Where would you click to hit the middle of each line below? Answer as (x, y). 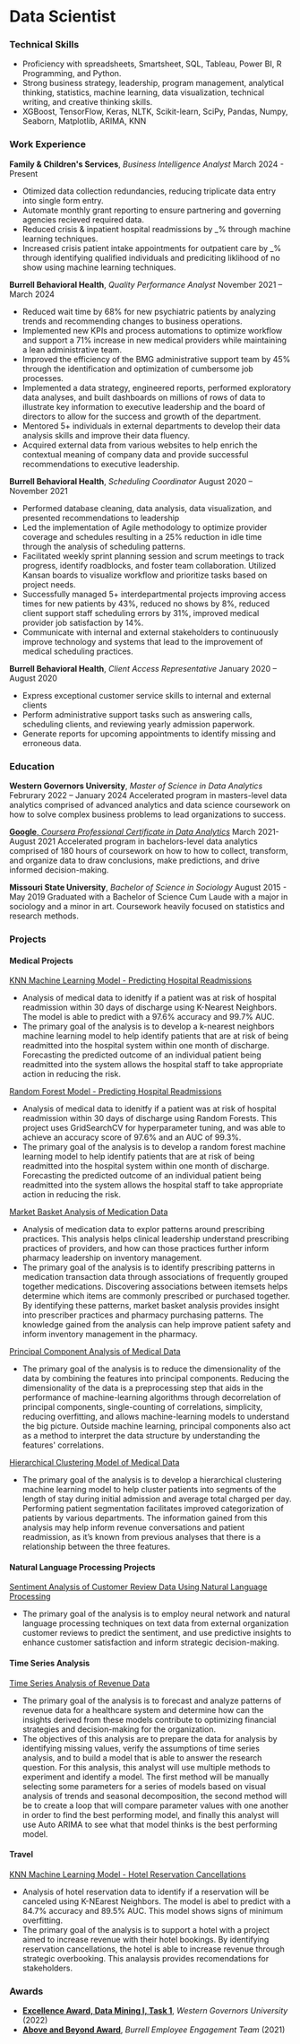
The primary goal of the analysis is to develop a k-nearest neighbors (148, 1026)
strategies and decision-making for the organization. (119, 1729)
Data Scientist (63, 17)
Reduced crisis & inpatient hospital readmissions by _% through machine (156, 229)
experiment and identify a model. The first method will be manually (146, 1777)
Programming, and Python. (72, 74)
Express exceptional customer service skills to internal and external (146, 695)
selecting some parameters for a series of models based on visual (144, 1786)
